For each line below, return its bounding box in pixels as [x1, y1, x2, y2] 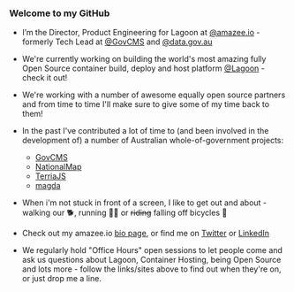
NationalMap [34, 162, 82, 173]
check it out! [21, 73, 68, 83]
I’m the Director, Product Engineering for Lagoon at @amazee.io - [21, 27, 260, 38]
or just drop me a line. [21, 273, 102, 284]
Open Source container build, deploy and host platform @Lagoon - [21, 63, 265, 73]
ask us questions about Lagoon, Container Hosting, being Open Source [21, 255, 282, 265]
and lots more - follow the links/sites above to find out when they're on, [21, 264, 282, 274]
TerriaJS [34, 171, 66, 181]
